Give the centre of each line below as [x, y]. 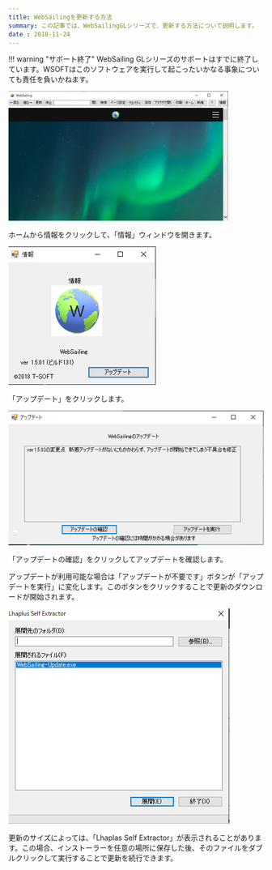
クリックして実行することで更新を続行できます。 [96, 858]
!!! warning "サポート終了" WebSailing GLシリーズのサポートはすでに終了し [134, 59]
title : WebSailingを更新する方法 [60, 17]
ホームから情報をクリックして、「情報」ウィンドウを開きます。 [113, 235]
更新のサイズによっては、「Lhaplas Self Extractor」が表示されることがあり [132, 838]
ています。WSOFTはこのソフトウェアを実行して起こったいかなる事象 [123, 70]
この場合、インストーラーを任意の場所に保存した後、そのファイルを [135, 848]
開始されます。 [54, 597]
